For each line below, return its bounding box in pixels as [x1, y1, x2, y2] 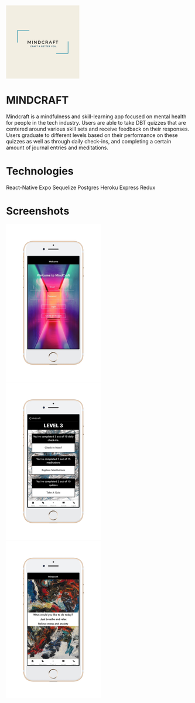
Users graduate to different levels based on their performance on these [6, 131, 178, 139]
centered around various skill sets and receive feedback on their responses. [6, 125, 190, 132]
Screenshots [6, 204, 70, 218]
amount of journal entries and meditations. [6, 144, 109, 151]
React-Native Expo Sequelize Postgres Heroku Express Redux [6, 184, 156, 191]
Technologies [6, 164, 74, 178]
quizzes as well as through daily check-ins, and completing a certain [6, 138, 172, 145]
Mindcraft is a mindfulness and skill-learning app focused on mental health [6, 113, 187, 120]
